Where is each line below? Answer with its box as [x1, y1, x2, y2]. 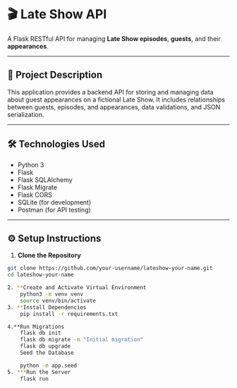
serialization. [7, 110, 44, 119]
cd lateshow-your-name [7, 272, 74, 279]
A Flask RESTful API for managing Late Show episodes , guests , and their [7, 34, 221, 43]
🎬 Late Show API [7, 6, 107, 23]
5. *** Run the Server [7, 368, 71, 375]
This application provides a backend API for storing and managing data [7, 87, 214, 96]
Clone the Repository [17, 251, 81, 260]
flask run [20, 375, 49, 382]
